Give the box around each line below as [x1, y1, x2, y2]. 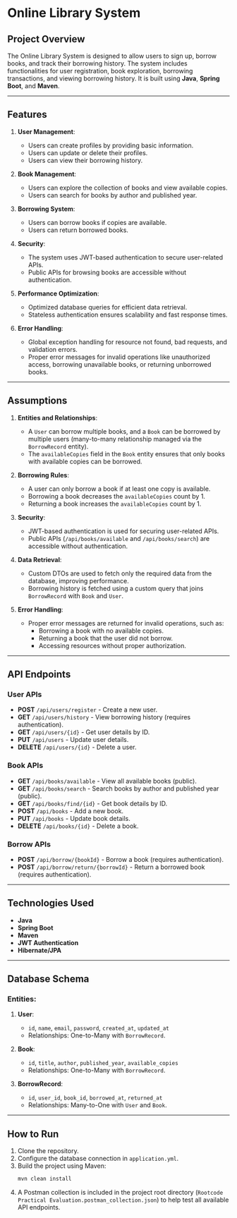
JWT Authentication [17, 938, 79, 946]
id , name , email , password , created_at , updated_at [28, 1024, 169, 1033]
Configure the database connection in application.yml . [17, 1155, 178, 1163]
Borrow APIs [7, 839, 51, 849]
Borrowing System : [17, 205, 75, 213]
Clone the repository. [17, 1147, 79, 1155]
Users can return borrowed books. [28, 226, 129, 234]
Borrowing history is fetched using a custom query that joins [28, 584, 204, 592]
